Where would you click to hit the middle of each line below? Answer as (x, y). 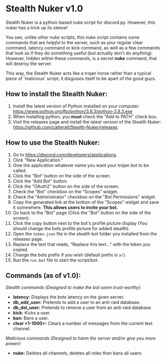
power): (14, 344)
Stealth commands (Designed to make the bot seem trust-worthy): (74, 288)
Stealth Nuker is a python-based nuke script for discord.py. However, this (81, 22)
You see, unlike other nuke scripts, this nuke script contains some (73, 37)
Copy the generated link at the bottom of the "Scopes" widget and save (86, 202)
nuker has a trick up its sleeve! (37, 27)
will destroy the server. (29, 63)
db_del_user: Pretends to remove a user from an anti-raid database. (83, 307)
